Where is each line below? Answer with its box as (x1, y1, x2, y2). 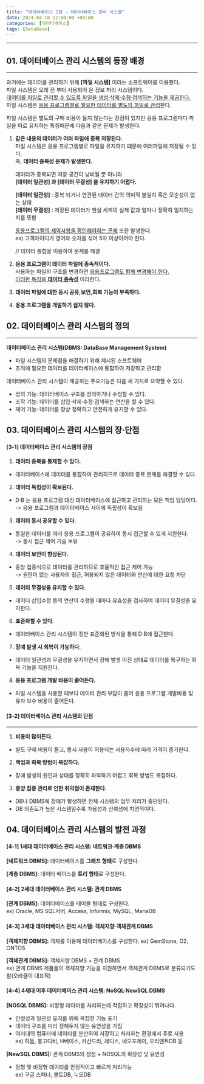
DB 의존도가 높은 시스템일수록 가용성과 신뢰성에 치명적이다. (15, 805, 156, 812)
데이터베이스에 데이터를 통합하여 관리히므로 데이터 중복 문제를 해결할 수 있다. (15, 471, 197, 478)
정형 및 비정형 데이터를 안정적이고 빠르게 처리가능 (15, 1063, 132, 1071)
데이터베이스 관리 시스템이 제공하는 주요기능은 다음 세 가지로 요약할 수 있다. (6, 377, 185, 384)
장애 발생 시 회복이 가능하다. (15, 643, 81, 651)
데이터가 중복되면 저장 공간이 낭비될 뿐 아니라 (15, 171, 123, 178)
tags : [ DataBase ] (6, 26, 50, 32)
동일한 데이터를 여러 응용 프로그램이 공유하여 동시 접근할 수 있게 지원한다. (15, 530, 189, 537)
